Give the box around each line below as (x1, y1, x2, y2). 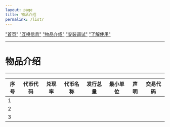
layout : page (5, 7, 33, 13)
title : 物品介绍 (5, 12, 36, 17)
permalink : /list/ (5, 17, 44, 22)
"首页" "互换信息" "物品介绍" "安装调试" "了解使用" (5, 31, 111, 37)
